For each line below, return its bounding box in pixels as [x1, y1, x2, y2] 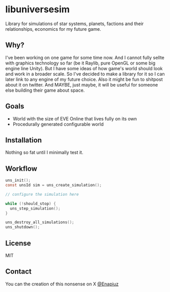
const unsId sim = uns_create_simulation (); [5, 183, 102, 188]
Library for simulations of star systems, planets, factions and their [5, 20, 144, 27]
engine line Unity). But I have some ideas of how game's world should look [5, 65, 163, 71]
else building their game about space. [5, 87, 85, 93]
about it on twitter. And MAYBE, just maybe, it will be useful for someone [5, 81, 158, 88]
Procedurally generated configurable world [12, 121, 104, 127]
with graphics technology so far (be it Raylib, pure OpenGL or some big [5, 60, 156, 66]
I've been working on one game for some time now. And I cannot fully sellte [5, 54, 165, 60]
